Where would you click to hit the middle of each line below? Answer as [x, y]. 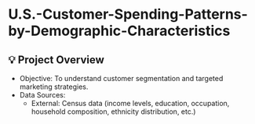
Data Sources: [42, 95]
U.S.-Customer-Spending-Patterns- [128, 14]
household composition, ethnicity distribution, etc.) [113, 112]
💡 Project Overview [56, 60]
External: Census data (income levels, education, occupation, [130, 103]
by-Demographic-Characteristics [119, 31]
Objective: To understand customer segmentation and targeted [121, 78]
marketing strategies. [54, 87]
